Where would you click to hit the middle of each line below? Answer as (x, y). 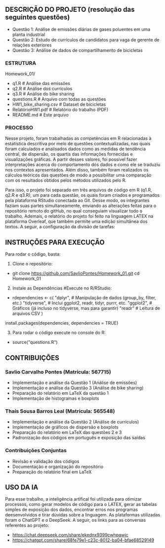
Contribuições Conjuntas (36, 451)
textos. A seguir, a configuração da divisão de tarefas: (60, 227)
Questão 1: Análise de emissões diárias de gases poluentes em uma (81, 29)
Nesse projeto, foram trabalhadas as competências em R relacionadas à (78, 138)
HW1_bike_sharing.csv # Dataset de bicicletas (59, 104)
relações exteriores (32, 45)
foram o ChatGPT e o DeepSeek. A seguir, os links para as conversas (76, 520)
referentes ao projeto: (27, 525)
